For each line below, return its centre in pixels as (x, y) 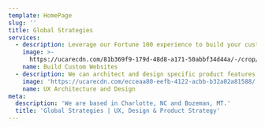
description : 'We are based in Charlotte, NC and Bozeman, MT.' (123, 103)
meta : (17, 96)
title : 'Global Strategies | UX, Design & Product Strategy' (118, 111)
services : (24, 37)
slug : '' (22, 23)
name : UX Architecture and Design (79, 89)
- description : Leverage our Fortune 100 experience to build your (129, 45)
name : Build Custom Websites (70, 67)
